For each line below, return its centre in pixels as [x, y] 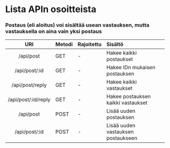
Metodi [64, 44]
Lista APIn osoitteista [51, 9]
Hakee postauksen [128, 96]
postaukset [119, 59]
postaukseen [122, 138]
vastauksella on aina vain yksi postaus [54, 31]
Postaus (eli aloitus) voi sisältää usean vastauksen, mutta [77, 25]
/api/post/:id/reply [29, 100]
